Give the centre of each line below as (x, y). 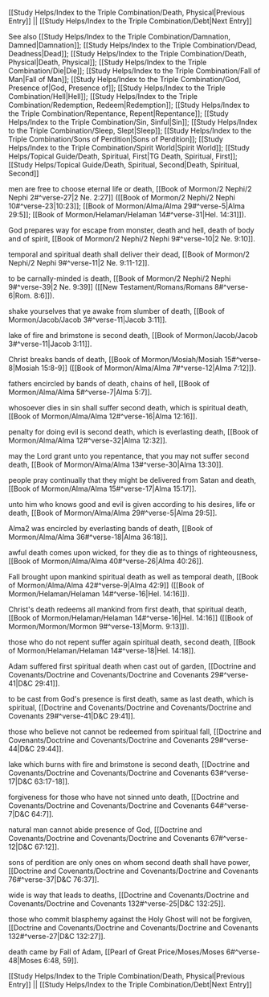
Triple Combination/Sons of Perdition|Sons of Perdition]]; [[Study (116, 139)
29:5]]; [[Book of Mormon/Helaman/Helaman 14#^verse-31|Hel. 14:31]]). (127, 214)
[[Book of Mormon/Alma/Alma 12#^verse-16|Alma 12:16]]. (103, 416)
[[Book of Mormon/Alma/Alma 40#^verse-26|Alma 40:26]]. (106, 561)
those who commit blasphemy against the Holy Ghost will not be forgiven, (130, 919)
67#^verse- (229, 838)
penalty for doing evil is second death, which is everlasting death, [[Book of (133, 432)
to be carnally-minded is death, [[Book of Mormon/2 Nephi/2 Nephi (120, 278)
